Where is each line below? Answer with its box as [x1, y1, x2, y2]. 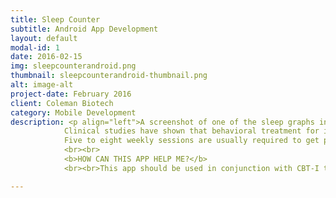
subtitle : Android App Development [10, 24, 159, 34]
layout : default [10, 33, 78, 43]
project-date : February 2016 [10, 89, 132, 99]
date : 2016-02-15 [10, 52, 83, 62]
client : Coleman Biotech [10, 98, 114, 108]
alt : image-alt [10, 80, 74, 90]
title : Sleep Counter [10, 14, 101, 25]
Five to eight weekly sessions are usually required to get [63, 136, 320, 146]
